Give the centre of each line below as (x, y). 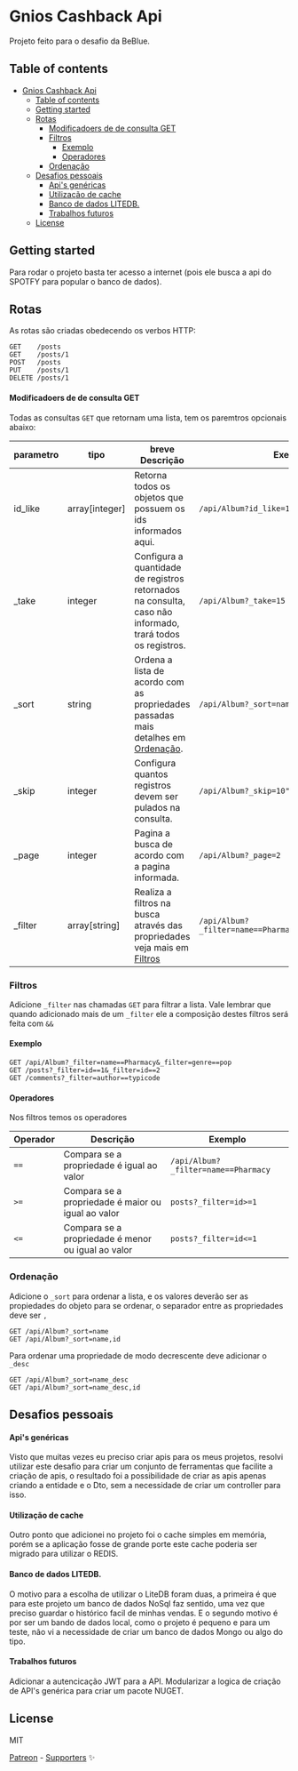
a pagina (152, 866)
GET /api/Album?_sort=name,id (65, 1339)
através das (159, 925)
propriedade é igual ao (110, 1166)
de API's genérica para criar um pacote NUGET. (97, 1690)
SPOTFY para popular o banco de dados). (86, 281)
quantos (151, 773)
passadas (154, 715)
